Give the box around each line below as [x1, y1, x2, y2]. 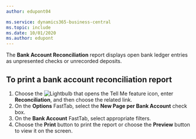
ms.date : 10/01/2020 [6, 30, 57, 36]
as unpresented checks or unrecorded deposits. [6, 58, 122, 65]
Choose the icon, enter [14, 90, 174, 97]
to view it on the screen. [14, 127, 73, 134]
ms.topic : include [6, 25, 51, 30]
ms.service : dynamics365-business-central [6, 19, 111, 25]
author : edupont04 [6, 8, 51, 15]
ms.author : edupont [6, 36, 54, 41]
